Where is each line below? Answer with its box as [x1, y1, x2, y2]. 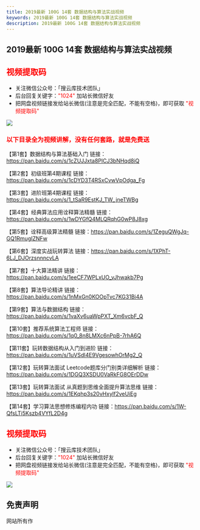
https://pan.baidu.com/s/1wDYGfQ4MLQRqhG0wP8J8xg [6, 215, 148, 222]
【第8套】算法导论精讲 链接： [6, 286, 81, 293]
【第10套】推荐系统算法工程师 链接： [6, 325, 99, 332]
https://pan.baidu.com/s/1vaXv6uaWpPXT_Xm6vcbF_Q [6, 312, 143, 320]
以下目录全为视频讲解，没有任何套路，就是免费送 [6, 135, 150, 144]
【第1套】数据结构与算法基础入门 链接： [6, 150, 106, 157]
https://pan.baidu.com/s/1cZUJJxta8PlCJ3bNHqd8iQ [6, 157, 140, 164]
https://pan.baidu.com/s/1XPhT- [91, 247, 171, 255]
